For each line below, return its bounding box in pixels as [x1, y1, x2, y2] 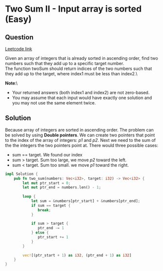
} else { [31, 230, 49, 235]
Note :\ [5, 80, 18, 86]
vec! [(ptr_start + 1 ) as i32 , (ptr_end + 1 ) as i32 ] [22, 253, 132, 258]
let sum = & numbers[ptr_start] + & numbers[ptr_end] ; [31, 199, 140, 203]
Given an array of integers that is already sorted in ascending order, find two [5, 55, 158, 61]
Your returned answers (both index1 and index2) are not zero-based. [12, 90, 150, 95]
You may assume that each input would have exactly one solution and [12, 95, 152, 101]
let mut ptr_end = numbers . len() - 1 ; [22, 185, 101, 190]
